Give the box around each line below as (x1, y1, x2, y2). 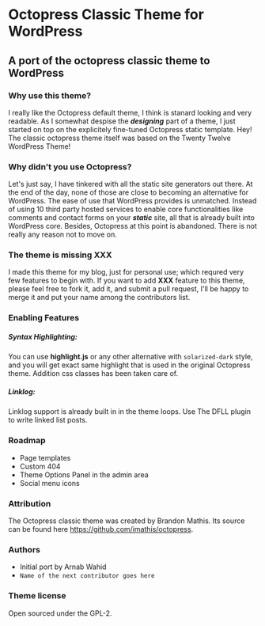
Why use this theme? (8, 89, 92, 101)
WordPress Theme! (8, 141, 71, 151)
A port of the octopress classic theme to (8, 54, 210, 67)
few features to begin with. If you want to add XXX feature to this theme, (8, 275, 245, 286)
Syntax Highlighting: (8, 332, 78, 341)
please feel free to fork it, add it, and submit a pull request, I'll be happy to (8, 284, 249, 294)
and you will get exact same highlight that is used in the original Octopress (8, 360, 251, 370)
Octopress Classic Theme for (8, 6, 204, 24)
